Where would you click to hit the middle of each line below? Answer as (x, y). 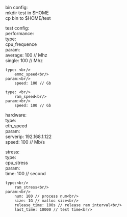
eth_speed (16, 126)
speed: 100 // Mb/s (25, 142)
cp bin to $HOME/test (28, 18)
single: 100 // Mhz (24, 60)
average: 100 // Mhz (26, 55)
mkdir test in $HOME (27, 13)
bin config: (17, 7)
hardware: (16, 115)
